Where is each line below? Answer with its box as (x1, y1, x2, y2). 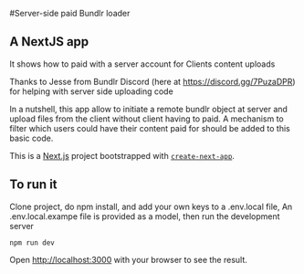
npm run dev (9, 237, 55, 248)
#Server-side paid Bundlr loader (9, 8, 131, 18)
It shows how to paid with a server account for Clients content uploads (9, 58, 276, 69)
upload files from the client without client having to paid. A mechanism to (9, 113, 285, 124)
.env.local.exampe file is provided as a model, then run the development (9, 210, 280, 222)
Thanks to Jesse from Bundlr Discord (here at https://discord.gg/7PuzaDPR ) (9, 76, 296, 87)
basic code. (9, 132, 54, 143)
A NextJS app (9, 34, 89, 49)
